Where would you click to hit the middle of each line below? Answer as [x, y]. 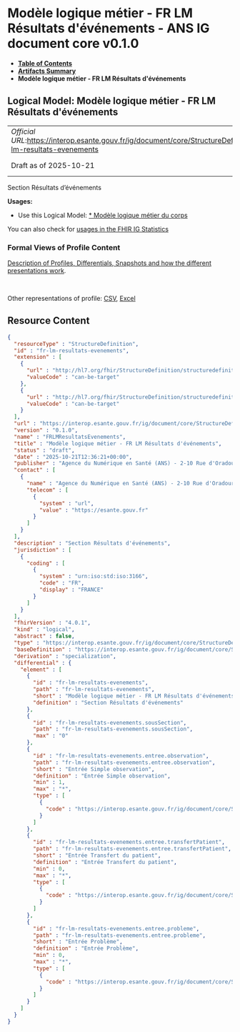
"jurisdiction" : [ [43, 550]
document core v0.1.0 [73, 44]
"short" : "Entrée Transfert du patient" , [97, 855]
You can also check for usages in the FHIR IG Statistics [88, 229]
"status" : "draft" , [44, 450]
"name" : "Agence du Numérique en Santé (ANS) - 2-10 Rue [114, 484]
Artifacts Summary [47, 71]
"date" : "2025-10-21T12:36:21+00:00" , [73, 457]
